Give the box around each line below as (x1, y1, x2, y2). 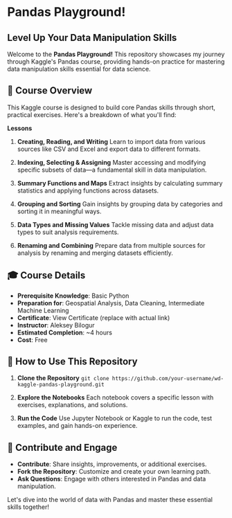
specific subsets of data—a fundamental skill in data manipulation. (17, 166, 207, 174)
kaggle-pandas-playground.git (17, 382, 105, 388)
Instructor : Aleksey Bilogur (17, 321, 95, 329)
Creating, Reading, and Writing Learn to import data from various (17, 137, 206, 145)
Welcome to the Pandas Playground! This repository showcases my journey (7, 50, 225, 58)
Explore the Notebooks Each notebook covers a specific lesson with (17, 393, 214, 402)
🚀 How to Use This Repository (7, 356, 138, 368)
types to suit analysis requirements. (17, 228, 119, 236)
